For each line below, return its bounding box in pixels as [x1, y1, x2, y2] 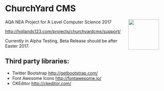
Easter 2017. [5, 43, 29, 49]
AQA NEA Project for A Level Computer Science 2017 [5, 19, 112, 25]
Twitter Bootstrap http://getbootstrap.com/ [12, 70, 98, 76]
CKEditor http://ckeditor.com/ [12, 80, 72, 86]
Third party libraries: [5, 57, 70, 66]
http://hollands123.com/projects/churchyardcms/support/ [5, 28, 121, 34]
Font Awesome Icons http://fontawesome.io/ [12, 75, 102, 81]
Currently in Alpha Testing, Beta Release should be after [5, 37, 118, 44]
